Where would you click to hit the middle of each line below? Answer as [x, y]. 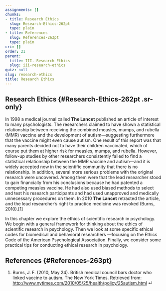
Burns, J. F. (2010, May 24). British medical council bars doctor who [82, 273]
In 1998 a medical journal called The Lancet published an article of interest [82, 119]
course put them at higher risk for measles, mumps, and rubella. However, [81, 151]
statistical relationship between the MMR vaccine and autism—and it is [78, 161]
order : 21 [15, 51]
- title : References [27, 33]
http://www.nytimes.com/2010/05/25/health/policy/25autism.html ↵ [83, 283]
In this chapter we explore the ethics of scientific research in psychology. [80, 218]
